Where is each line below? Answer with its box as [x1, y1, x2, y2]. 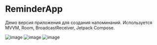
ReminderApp [5, 3, 63, 15]
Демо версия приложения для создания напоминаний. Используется [5, 20, 153, 25]
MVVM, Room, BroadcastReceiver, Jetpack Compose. [5, 24, 115, 30]
